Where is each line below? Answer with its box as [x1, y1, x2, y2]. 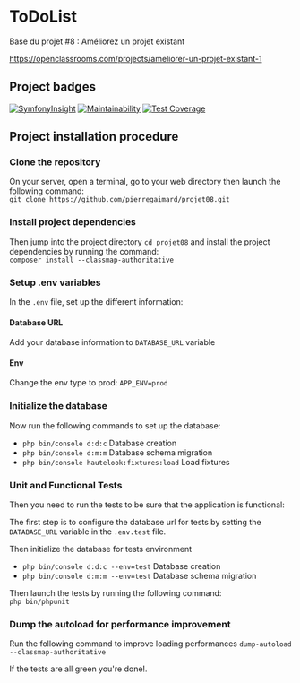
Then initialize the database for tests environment [9, 544, 193, 555]
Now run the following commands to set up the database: [9, 419, 221, 431]
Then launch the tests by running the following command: [9, 588, 222, 599]
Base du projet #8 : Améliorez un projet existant [9, 36, 185, 47]
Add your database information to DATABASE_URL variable [9, 337, 216, 348]
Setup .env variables [9, 276, 101, 289]
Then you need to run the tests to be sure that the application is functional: [9, 499, 285, 510]
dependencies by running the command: [9, 246, 159, 256]
